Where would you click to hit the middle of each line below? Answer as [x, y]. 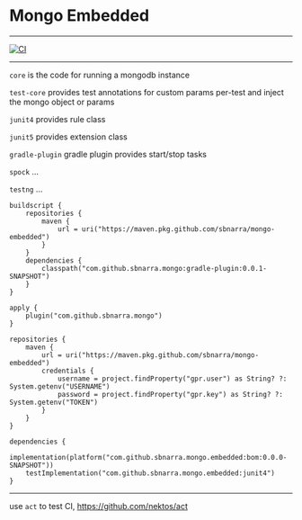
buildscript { [36, 205]
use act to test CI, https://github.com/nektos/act [99, 506]
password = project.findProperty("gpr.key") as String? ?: [170, 394]
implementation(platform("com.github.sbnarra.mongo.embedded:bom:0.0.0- [148, 457]
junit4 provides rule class [58, 119]
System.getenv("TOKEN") [54, 402]
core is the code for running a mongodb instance [100, 75]
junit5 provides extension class [68, 137]
